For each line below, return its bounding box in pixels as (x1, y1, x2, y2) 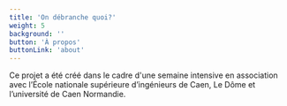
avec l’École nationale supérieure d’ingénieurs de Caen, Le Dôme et (9, 79, 256, 90)
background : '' (9, 29, 65, 38)
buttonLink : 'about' (9, 46, 86, 55)
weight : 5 (9, 21, 46, 30)
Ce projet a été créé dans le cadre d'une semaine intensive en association (9, 70, 278, 80)
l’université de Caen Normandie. (9, 89, 126, 100)
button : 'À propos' (9, 37, 81, 47)
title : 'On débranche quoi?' (9, 12, 117, 22)
